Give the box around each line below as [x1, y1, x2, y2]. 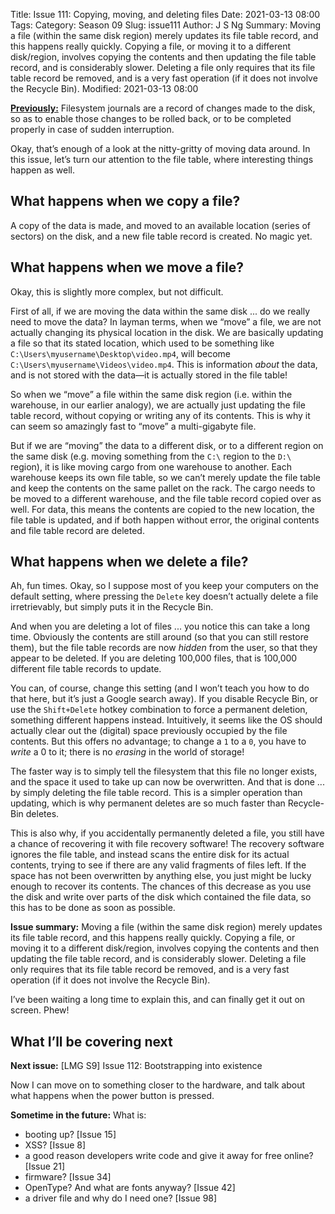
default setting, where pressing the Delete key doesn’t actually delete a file [10, 590, 319, 603]
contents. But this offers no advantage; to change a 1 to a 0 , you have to [10, 735, 307, 748]
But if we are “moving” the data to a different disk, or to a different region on [10, 439, 324, 451]
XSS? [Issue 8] [24, 1139, 87, 1151]
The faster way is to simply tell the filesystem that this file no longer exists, [10, 765, 318, 778]
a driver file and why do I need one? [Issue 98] [24, 1192, 218, 1204]
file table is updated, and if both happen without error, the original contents [10, 514, 320, 526]
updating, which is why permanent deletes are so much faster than [10, 797, 286, 809]
